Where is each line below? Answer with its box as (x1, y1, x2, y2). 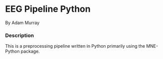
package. (20, 48, 40, 55)
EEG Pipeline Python (5, 3, 91, 15)
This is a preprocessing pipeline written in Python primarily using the (5, 43, 145, 49)
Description (5, 32, 34, 39)
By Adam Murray (5, 20, 40, 26)
